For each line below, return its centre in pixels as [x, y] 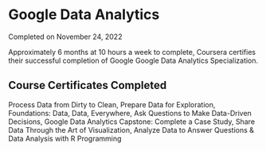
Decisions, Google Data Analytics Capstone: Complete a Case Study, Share [132, 122]
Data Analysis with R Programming [65, 138]
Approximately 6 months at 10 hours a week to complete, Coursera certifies [132, 52]
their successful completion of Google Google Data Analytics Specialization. [133, 60]
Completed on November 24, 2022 [65, 37]
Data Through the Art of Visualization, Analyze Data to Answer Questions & [131, 130]
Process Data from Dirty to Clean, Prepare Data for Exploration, [112, 104]
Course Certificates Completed [88, 85]
